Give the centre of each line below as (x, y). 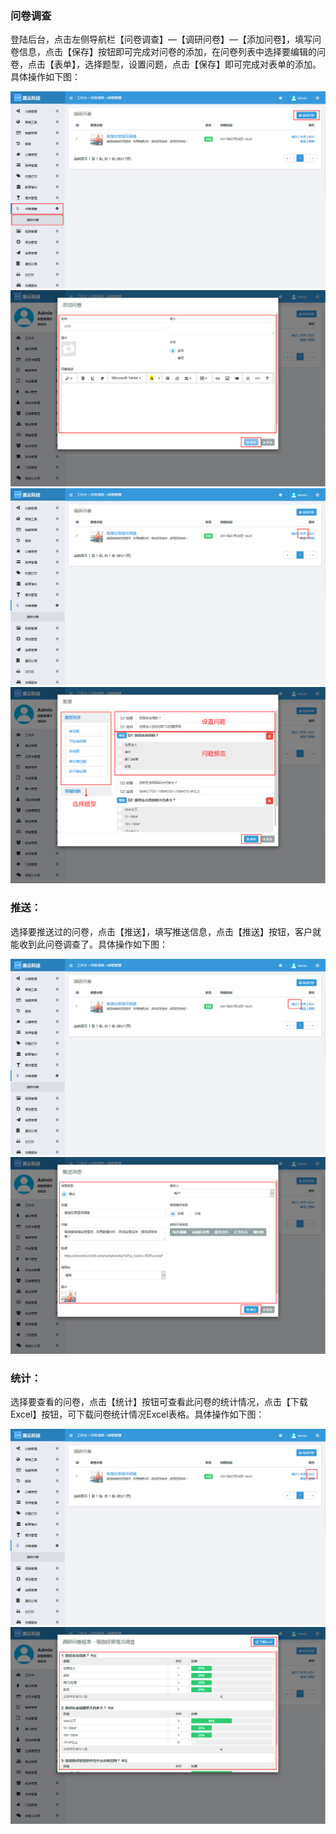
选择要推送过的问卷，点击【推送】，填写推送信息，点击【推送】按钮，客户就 (166, 931)
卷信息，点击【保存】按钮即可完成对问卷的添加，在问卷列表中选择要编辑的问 (168, 52)
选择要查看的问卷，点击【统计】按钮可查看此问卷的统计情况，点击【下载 (159, 1401)
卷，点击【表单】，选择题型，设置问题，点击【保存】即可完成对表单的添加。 (166, 64)
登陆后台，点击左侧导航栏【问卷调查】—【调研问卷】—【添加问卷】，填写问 (166, 39)
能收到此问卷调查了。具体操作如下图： (89, 944)
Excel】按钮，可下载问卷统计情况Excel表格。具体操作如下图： (137, 1414)
